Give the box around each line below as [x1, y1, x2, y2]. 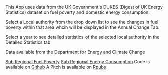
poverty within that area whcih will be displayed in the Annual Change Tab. [5, 24, 160, 30]
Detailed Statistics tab [5, 39, 51, 45]
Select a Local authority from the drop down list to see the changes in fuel [5, 19, 159, 25]
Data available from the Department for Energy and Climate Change [5, 49, 145, 55]
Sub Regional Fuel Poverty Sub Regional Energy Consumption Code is [5, 59, 150, 64]
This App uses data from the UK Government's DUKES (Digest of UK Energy [5, 4, 163, 10]
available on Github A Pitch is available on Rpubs [5, 64, 106, 70]
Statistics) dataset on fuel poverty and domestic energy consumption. [5, 9, 150, 15]
